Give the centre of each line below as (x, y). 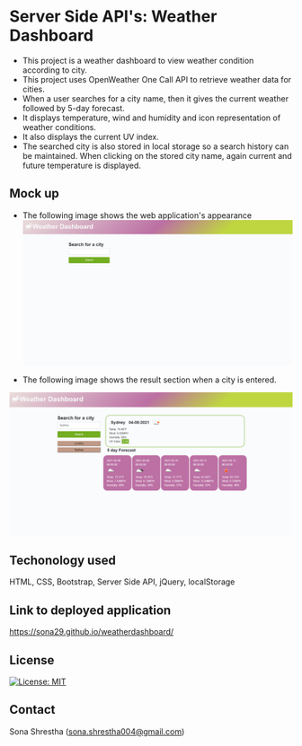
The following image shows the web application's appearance (137, 215)
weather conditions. (59, 127)
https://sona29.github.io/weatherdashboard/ (92, 632)
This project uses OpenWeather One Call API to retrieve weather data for (157, 79)
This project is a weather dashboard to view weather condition (138, 60)
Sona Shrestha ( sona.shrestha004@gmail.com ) (97, 731)
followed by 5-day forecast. (74, 108)
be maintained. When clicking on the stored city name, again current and (157, 155)
